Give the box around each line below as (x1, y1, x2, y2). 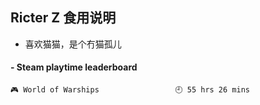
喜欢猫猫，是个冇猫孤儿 (24, 38, 122, 50)
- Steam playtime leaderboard (10, 61, 138, 73)
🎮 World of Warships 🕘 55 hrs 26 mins (10, 85, 250, 95)
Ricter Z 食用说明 (10, 9, 117, 27)
